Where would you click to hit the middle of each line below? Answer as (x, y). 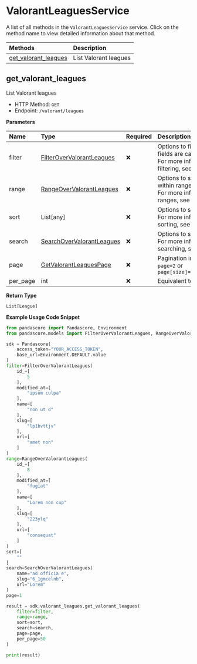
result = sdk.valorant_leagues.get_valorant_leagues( (73, 606)
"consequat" (42, 535)
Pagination (172, 258)
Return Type (21, 295)
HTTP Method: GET (37, 104)
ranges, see (174, 200)
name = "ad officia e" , (43, 574)
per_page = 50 (31, 639)
